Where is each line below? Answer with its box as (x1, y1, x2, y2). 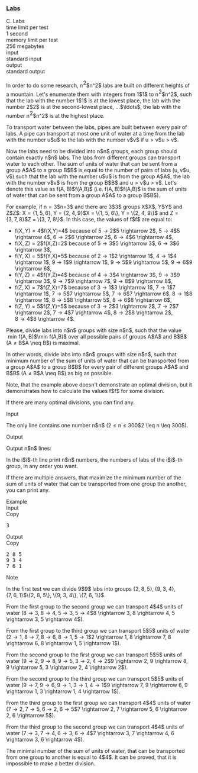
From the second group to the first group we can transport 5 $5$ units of (6, 651, 182, 658)
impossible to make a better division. (6, 760, 96, 767)
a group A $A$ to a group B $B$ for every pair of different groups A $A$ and (6, 363, 189, 371)
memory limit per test (6, 37, 58, 44)
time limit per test (6, 24, 48, 31)
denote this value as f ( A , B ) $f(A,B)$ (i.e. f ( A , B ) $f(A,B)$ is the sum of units (6, 185, 187, 193)
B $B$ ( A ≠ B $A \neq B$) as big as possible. (6, 370, 113, 377)
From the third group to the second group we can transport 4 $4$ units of (6, 723, 184, 730)
